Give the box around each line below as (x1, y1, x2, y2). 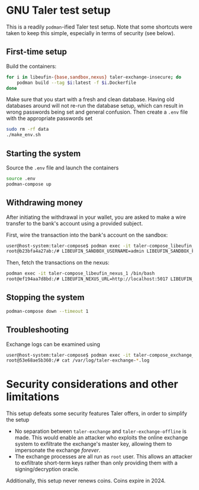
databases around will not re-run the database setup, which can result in (6, 102, 184, 109)
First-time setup (6, 47, 67, 57)
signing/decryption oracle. (14, 466, 80, 473)
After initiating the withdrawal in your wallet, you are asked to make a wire (6, 213, 187, 221)
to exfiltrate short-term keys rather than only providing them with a (14, 459, 178, 467)
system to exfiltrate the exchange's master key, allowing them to (14, 441, 172, 448)
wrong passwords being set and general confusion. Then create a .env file (6, 108, 188, 116)
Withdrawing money (6, 197, 83, 208)
